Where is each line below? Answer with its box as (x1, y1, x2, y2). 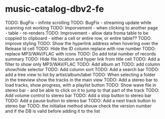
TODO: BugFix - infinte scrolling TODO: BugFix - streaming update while (5, 20, 152, 25)
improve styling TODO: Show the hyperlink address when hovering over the (5, 40, 159, 46)
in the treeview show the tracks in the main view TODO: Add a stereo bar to (5, 77, 158, 83)
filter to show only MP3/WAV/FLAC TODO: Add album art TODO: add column (5, 61, 161, 67)
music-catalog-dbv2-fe (5, 3, 104, 15)
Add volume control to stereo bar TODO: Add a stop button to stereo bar (5, 92, 152, 98)
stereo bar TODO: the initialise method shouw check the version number (5, 103, 152, 109)
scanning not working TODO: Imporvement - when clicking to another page (5, 24, 158, 30)
